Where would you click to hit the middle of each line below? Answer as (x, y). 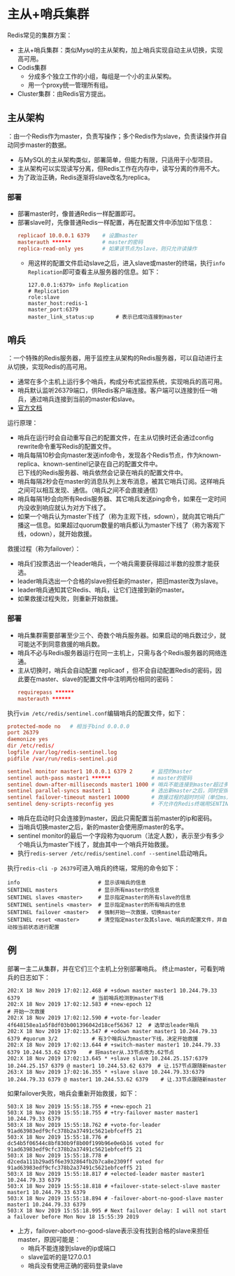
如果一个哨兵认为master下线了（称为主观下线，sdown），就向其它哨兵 (118, 517)
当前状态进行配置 (38, 927)
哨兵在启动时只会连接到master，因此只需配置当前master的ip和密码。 (116, 818)
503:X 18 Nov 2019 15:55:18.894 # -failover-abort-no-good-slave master (115, 1198)
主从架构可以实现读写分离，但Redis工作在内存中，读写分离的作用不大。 (120, 168)
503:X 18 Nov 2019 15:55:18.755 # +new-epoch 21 (79, 1107)
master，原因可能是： (49, 1239)
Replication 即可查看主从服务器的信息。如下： (94, 272)
